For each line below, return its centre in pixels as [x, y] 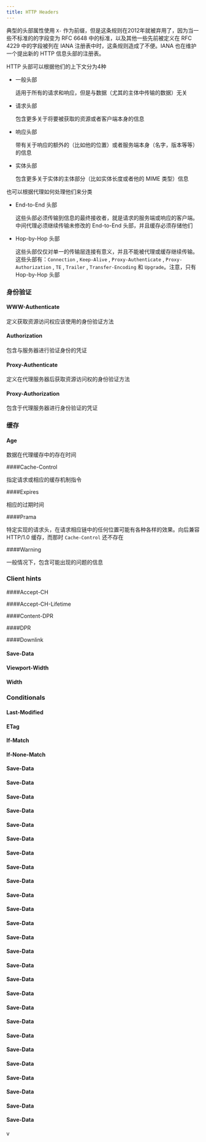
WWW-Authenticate [33, 307]
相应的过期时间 [25, 505]
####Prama [21, 517]
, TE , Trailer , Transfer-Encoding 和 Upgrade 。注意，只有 [124, 267]
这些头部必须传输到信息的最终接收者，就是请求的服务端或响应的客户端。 [106, 217]
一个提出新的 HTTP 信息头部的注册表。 [55, 53]
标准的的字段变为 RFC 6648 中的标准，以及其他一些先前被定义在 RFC [104, 38]
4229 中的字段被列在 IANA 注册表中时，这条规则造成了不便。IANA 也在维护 [101, 45]
